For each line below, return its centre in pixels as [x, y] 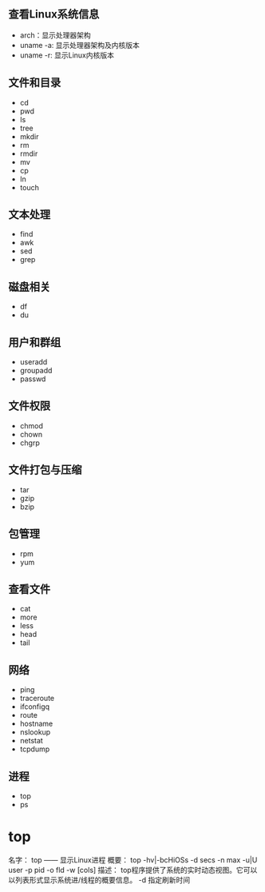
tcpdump [35, 749]
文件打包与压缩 [45, 470]
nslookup [35, 732]
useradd [34, 362]
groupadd [36, 371]
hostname [36, 724]
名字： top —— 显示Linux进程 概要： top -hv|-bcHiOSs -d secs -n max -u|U [133, 860]
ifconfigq [35, 707]
